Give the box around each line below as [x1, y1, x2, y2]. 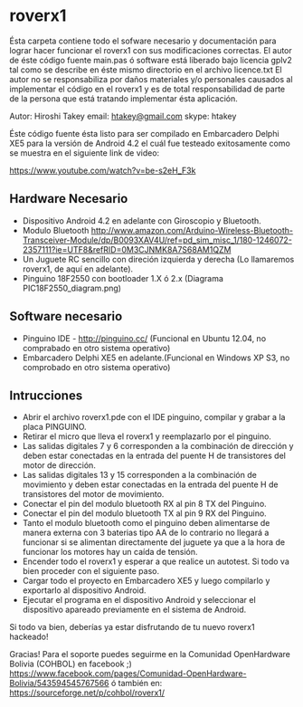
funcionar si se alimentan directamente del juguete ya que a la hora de [22, 537, 286, 548]
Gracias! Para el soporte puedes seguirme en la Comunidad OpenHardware [9, 649, 291, 660]
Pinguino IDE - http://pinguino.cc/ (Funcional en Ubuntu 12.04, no [22, 332, 267, 344]
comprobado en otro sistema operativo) [22, 361, 171, 372]
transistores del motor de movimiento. [22, 489, 165, 500]
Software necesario [9, 309, 123, 324]
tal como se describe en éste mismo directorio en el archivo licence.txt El [9, 64, 282, 75]
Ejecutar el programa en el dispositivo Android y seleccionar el [22, 595, 256, 606]
